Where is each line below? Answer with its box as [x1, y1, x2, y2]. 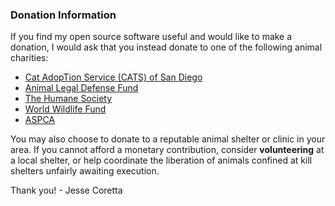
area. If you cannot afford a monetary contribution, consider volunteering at [10, 144, 325, 156]
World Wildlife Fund [24, 103, 107, 115]
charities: [10, 52, 49, 64]
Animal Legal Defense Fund [24, 82, 139, 94]
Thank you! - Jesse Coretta [10, 184, 123, 197]
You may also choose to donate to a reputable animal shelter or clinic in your [10, 133, 326, 145]
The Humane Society [24, 93, 113, 105]
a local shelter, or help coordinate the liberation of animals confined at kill [10, 154, 313, 167]
